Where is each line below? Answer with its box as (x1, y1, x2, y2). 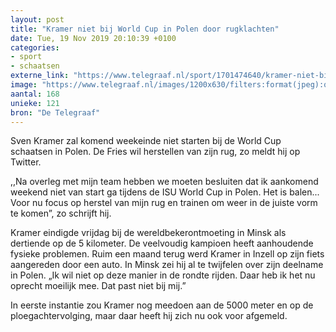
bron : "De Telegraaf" (10, 107, 101, 118)
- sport (10, 52, 43, 62)
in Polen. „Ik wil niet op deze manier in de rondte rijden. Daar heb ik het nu (10, 269, 316, 281)
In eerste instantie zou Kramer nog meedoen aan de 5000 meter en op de (10, 299, 314, 311)
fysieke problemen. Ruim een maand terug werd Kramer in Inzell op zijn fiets (10, 248, 325, 260)
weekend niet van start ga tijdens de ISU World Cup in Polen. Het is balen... (10, 186, 320, 198)
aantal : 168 (10, 89, 60, 99)
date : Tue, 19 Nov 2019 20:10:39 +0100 (10, 33, 177, 43)
